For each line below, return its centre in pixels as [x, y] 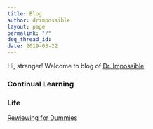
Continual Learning [41, 84]
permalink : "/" [29, 33]
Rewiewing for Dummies [42, 118]
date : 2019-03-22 [33, 46]
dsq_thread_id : [29, 40]
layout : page [26, 26]
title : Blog [25, 14]
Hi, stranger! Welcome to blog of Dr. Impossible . [76, 66]
